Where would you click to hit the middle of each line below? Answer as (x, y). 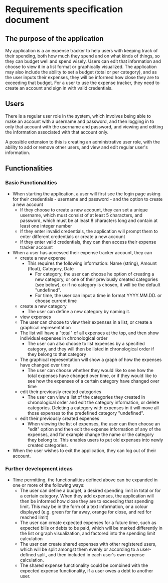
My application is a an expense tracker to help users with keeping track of (81, 51)
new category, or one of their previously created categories (96, 279)
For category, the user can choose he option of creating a (95, 274)
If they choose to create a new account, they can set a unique (84, 209)
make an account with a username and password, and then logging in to (80, 121)
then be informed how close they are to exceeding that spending (87, 501)
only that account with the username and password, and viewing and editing (84, 126)
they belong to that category (57, 354)
